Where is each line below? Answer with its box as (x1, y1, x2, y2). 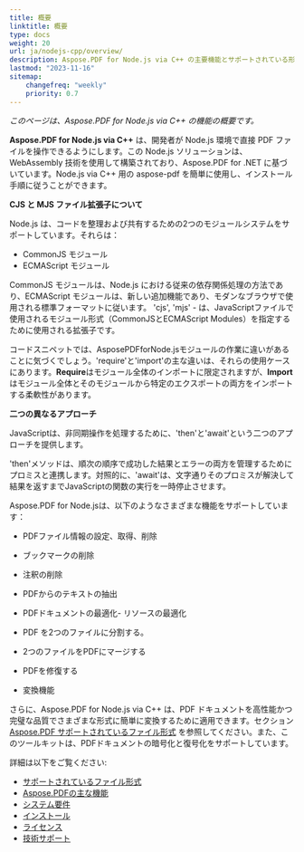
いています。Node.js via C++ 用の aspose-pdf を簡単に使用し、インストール (9, 168, 293, 179)
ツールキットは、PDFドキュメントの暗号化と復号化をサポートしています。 (16, 737, 294, 748)
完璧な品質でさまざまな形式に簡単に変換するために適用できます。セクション (9, 714, 294, 725)
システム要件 (22, 799, 71, 809)
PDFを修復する (22, 665, 79, 675)
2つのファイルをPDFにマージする (22, 646, 147, 656)
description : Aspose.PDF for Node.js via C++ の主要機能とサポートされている (9, 55, 290, 64)
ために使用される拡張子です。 (9, 324, 120, 335)
